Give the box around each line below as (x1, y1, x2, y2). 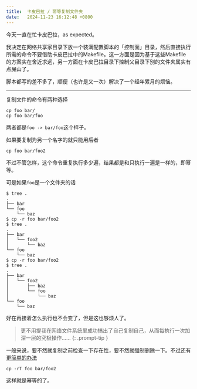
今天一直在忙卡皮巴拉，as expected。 (6, 31, 98, 38)
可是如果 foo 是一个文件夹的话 (6, 178, 76, 185)
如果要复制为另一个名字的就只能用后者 (6, 136, 98, 143)
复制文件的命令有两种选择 (6, 96, 68, 103)
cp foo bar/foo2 (6, 148, 46, 154)
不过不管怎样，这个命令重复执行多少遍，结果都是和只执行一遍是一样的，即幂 (6, 159, 191, 166)
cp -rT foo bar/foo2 (6, 366, 57, 371)
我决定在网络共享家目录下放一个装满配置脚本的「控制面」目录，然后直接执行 (6, 43, 191, 50)
